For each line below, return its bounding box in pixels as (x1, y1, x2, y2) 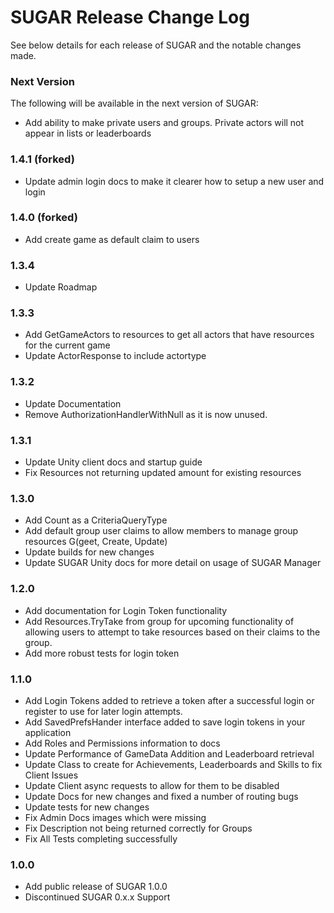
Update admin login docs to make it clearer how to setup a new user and (24, 175, 325, 187)
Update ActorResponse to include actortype (24, 350, 207, 362)
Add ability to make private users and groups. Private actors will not (24, 117, 305, 129)
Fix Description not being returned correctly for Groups (24, 822, 253, 834)
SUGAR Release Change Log (10, 6, 250, 29)
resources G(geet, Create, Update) (24, 536, 168, 548)
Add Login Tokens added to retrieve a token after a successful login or (24, 694, 315, 706)
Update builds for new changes (24, 546, 155, 558)
